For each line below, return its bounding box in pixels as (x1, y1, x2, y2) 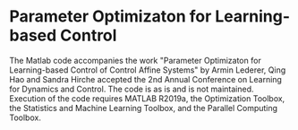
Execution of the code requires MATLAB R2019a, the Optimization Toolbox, (9, 92, 285, 104)
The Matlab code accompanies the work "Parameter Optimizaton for (9, 55, 261, 65)
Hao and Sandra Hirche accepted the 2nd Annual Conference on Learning (9, 74, 282, 84)
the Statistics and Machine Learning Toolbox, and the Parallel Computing (9, 102, 278, 113)
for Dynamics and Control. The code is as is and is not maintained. (9, 83, 254, 94)
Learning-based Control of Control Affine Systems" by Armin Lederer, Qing (9, 65, 286, 75)
